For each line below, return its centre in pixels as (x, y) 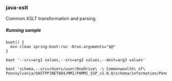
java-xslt (17, 8)
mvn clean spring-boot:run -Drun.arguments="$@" (63, 47)
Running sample (23, 30)
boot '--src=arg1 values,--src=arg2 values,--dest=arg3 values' (76, 60)
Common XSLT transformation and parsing (51, 19)
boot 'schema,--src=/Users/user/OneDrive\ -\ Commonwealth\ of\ (76, 69)
